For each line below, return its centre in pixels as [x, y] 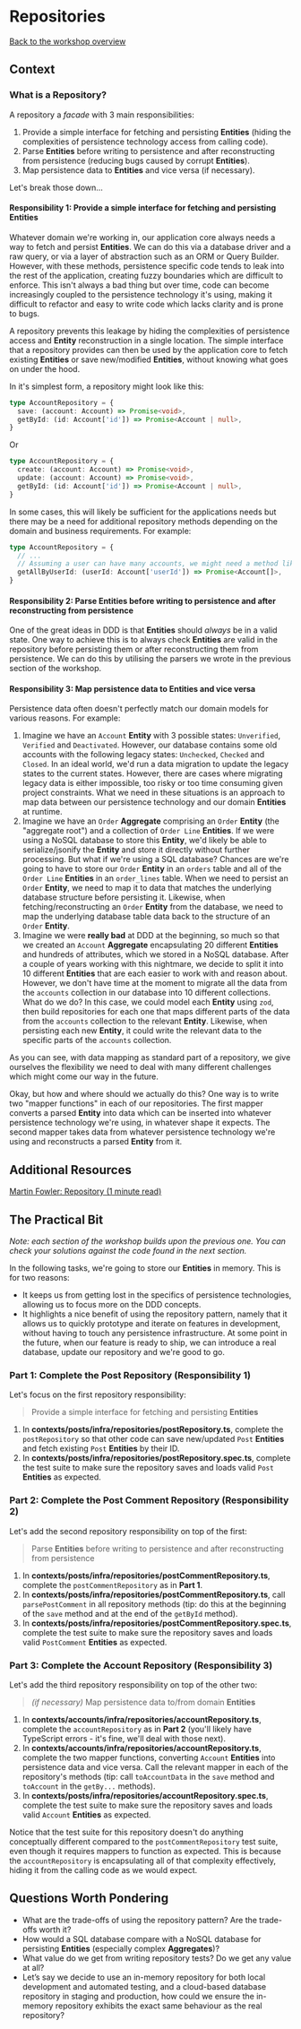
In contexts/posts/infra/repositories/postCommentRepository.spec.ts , [157, 1623]
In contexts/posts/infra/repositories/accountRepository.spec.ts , [145, 1796]
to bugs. [25, 313]
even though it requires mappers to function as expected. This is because [146, 1851]
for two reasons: [39, 1278]
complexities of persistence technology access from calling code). [145, 142]
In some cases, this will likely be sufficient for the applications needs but [143, 512]
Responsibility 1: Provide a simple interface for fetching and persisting [142, 208]
